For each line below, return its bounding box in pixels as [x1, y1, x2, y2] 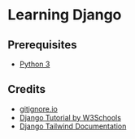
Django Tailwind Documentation [19, 121, 127, 131]
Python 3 [19, 59, 50, 69]
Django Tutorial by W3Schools [19, 112, 121, 122]
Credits [7, 82, 46, 96]
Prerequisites [7, 38, 77, 52]
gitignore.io [19, 103, 59, 114]
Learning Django [7, 6, 122, 24]
